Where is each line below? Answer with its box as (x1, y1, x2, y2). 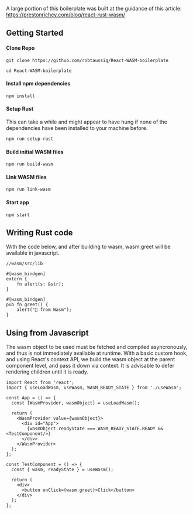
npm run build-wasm (6, 161, 54, 167)
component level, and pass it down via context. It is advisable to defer (6, 362, 174, 369)
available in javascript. (6, 249, 60, 256)
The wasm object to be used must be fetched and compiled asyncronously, (6, 344, 188, 351)
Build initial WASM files (6, 148, 64, 155)
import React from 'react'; (6, 380, 75, 386)
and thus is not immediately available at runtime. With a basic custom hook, (6, 349, 188, 357)
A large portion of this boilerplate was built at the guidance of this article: (6, 5, 182, 12)
